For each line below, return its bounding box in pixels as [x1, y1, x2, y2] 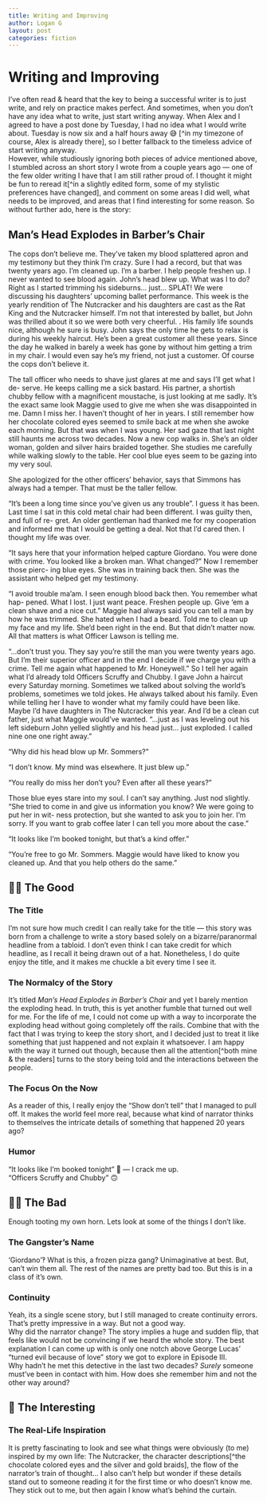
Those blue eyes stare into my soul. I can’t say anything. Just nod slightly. [8, 793, 250, 802]
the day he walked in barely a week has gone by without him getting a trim [8, 342, 253, 352]
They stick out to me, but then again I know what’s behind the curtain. [8, 1485, 238, 1495]
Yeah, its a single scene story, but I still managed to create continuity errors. [8, 1309, 257, 1320]
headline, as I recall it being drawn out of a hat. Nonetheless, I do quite [8, 948, 241, 958]
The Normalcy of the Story [8, 977, 113, 988]
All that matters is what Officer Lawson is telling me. [8, 631, 179, 640]
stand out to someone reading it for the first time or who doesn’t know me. [8, 1477, 253, 1486]
